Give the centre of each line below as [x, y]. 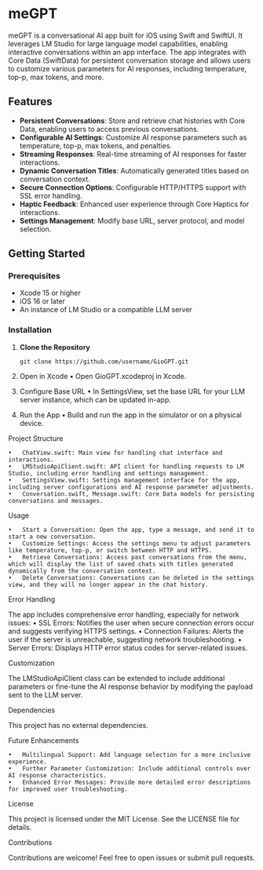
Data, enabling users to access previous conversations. [109, 129]
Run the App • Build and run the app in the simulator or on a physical [130, 415]
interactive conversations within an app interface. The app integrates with [127, 52]
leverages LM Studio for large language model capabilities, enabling [118, 43]
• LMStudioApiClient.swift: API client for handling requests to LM [126, 466]
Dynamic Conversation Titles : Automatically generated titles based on [134, 170]
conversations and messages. [56, 501]
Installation [30, 330]
